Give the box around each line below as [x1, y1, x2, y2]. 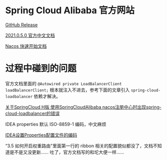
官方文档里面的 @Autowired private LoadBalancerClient [5, 80, 122, 86]
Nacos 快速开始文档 [5, 43, 47, 49]
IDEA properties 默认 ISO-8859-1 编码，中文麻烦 [5, 121, 107, 127]
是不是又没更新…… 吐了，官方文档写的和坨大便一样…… [9, 149, 124, 155]
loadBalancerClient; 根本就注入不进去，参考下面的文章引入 [5, 87, 130, 93]
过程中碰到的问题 [5, 63, 77, 74]
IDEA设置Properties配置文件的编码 [5, 132, 78, 138]
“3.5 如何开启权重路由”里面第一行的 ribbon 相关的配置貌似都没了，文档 [5, 143, 153, 149]
